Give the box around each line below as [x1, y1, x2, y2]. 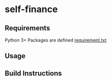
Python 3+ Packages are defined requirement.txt [5, 37, 107, 43]
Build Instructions [5, 69, 62, 77]
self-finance [5, 4, 58, 15]
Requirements [5, 24, 50, 32]
